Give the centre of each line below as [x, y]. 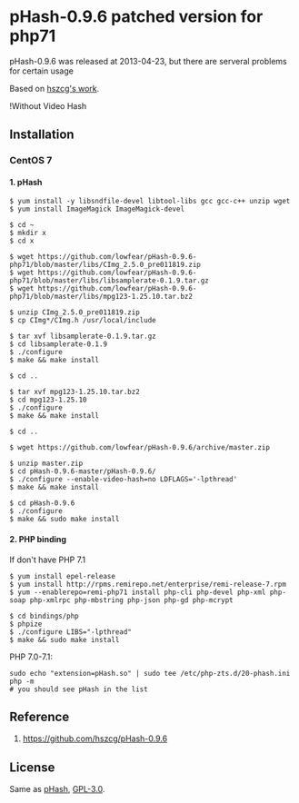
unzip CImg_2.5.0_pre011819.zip [79, 312]
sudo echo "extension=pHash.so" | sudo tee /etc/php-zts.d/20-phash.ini [150, 673]
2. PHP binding [38, 540]
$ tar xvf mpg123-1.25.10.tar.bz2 [75, 392]
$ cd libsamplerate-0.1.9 [58, 344]
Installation [42, 135]
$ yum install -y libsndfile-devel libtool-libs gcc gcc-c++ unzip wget [150, 202]
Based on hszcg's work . [55, 88]
